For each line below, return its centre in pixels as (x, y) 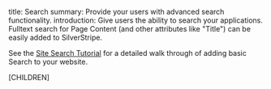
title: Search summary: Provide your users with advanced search (116, 12)
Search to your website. (48, 61)
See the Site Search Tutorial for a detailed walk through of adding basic (128, 53)
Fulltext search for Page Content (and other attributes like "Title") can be (130, 29)
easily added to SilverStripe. (56, 37)
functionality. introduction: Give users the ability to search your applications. (136, 20)
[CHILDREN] (29, 77)
